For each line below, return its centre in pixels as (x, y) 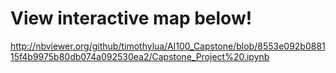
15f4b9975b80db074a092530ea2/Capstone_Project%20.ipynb (140, 56)
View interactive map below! (131, 18)
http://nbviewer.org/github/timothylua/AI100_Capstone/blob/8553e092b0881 (168, 46)
